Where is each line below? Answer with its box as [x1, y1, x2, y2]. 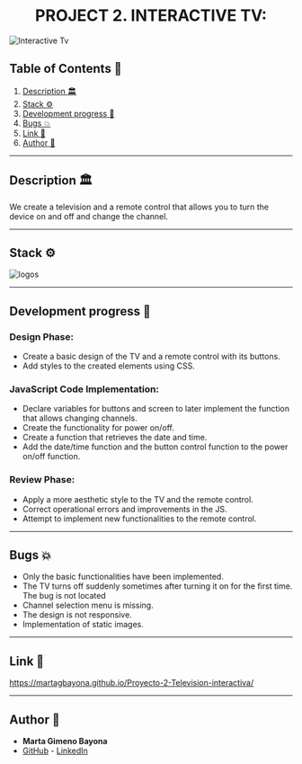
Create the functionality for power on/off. [22, 422, 175, 433]
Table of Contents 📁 [9, 61, 122, 76]
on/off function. [22, 451, 81, 462]
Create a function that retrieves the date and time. [22, 432, 208, 443]
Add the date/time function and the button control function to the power [22, 441, 289, 452]
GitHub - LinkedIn [22, 745, 88, 756]
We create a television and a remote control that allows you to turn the [9, 201, 270, 212]
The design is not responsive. [22, 609, 132, 620]
